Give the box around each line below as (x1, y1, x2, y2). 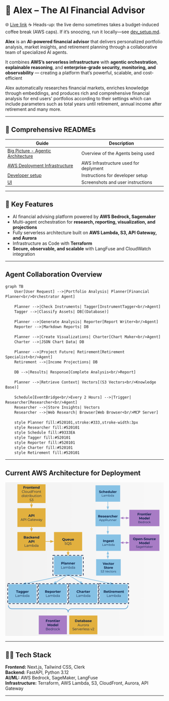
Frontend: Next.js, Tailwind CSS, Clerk (5, 664, 86, 670)
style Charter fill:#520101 (14, 445, 73, 450)
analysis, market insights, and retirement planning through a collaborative (5, 44, 157, 50)
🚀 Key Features (5, 200, 54, 208)
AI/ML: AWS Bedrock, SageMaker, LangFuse (5, 675, 98, 681)
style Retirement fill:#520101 (14, 450, 80, 455)
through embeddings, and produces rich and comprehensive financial (5, 90, 150, 96)
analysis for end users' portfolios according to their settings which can (5, 95, 152, 101)
